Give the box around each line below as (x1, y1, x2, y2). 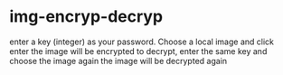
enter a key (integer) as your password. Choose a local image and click (9, 36, 274, 47)
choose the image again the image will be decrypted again (9, 55, 228, 66)
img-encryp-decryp (9, 6, 164, 27)
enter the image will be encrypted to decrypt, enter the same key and (9, 45, 268, 56)
